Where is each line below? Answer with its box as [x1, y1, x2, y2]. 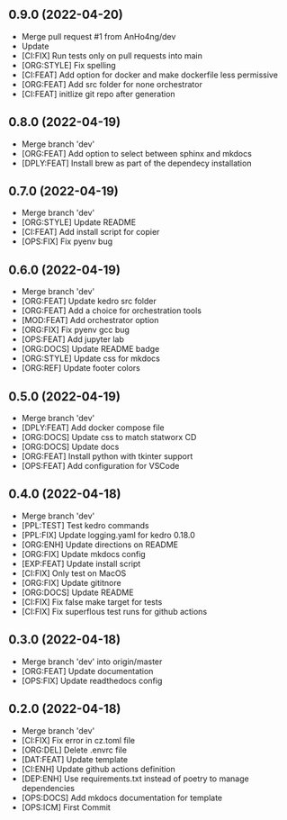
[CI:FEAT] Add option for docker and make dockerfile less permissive [21, 69, 278, 80]
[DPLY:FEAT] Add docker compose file [21, 422, 165, 433]
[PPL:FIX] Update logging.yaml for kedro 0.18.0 [21, 529, 195, 540]
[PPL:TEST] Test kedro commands [21, 519, 149, 530]
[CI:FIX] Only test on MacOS [21, 567, 127, 579]
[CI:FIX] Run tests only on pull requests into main [21, 50, 203, 61]
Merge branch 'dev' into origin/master [21, 656, 163, 667]
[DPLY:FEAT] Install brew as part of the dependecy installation [21, 158, 252, 168]
